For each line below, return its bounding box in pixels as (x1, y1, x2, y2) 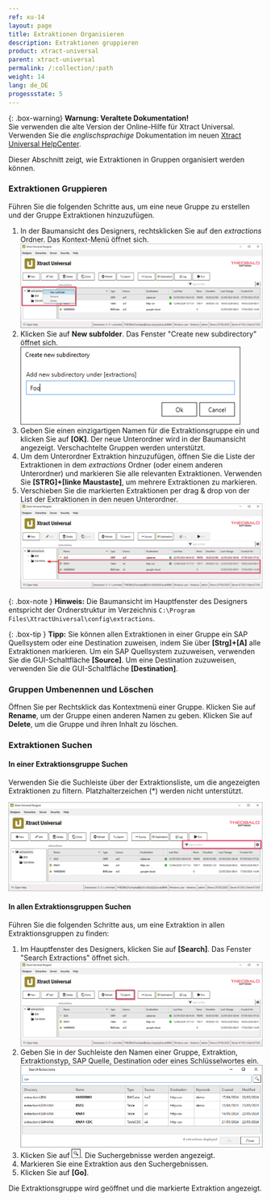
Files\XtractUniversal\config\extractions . (8, 613, 156, 623)
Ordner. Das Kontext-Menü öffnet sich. (19, 235, 149, 244)
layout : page (8, 21, 52, 30)
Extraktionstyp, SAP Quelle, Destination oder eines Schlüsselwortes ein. (19, 1056, 260, 1066)
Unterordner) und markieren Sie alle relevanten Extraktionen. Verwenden (19, 469, 262, 479)
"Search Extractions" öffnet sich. (19, 953, 130, 962)
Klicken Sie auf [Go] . (19, 1168, 90, 1178)
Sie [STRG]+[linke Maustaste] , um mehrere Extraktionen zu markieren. (19, 477, 258, 487)
